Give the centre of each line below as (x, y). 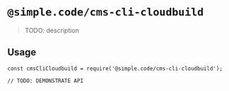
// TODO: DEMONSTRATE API (45, 80)
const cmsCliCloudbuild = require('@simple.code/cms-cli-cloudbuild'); (115, 69)
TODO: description (52, 30)
